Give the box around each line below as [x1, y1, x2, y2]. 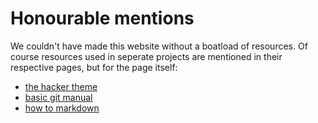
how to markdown [24, 102, 100, 114]
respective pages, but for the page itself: [10, 61, 178, 73]
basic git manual [24, 91, 93, 103]
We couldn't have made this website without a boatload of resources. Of [10, 40, 308, 52]
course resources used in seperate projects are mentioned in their [10, 50, 283, 62]
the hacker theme [24, 80, 98, 92]
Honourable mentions [10, 7, 195, 30]
